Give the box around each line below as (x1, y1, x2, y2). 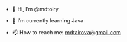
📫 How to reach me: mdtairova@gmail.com (11, 29, 121, 35)
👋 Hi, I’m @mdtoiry (11, 6, 59, 12)
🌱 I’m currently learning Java (11, 17, 84, 24)
